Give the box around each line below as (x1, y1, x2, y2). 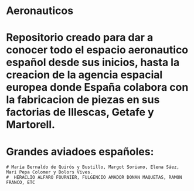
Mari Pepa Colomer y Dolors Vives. (6, 169, 93, 175)
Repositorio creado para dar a (6, 31, 154, 45)
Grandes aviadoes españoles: (6, 145, 154, 158)
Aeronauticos (6, 4, 74, 18)
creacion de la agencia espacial (6, 69, 163, 81)
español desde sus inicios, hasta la (6, 56, 180, 69)
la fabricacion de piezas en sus (6, 93, 160, 107)
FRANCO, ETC (6, 180, 35, 186)
